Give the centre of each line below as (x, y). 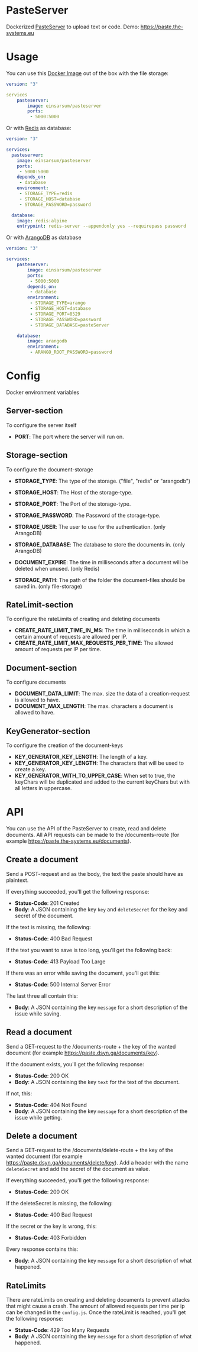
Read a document (39, 1032)
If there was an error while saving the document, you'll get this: (83, 973)
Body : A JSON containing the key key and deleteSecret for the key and (101, 909)
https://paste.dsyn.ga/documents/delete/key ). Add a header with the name (97, 1163)
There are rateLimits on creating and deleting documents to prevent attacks (98, 1300)
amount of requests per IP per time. (58, 649)
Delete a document (42, 1136)
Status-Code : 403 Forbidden (51, 1238)
